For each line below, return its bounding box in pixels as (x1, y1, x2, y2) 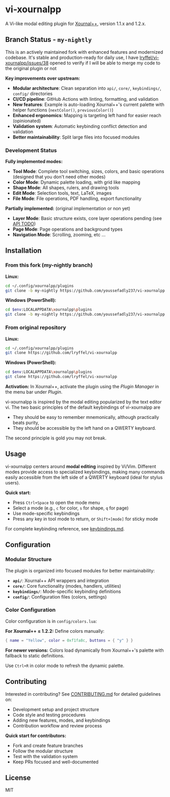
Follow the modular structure (12, 748, 73, 754)
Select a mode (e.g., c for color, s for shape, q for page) (12, 505, 129, 511)
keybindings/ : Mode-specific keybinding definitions (12, 588, 121, 594)
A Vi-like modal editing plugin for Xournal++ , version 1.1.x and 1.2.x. (5, 20, 146, 27)
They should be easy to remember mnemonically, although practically (12, 414, 159, 420)
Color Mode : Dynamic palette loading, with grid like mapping (12, 179, 140, 185)
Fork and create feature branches (12, 742, 83, 748)
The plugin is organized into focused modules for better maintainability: (5, 567, 155, 573)
